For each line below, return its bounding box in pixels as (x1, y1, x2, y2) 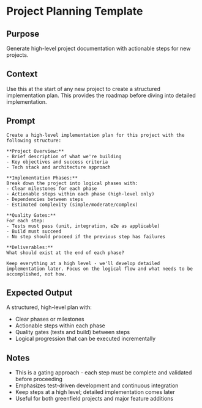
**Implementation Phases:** (6, 175, 78, 181)
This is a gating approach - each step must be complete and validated (15, 369, 192, 376)
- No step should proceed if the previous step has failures (6, 233, 166, 239)
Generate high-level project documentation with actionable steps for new (6, 45, 191, 52)
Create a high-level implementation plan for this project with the (6, 132, 185, 138)
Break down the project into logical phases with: (6, 180, 138, 186)
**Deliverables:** (6, 244, 53, 250)
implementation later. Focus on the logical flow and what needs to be (6, 266, 193, 272)
